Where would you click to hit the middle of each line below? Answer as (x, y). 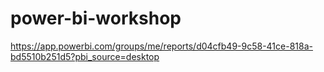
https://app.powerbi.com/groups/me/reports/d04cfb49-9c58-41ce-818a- (161, 46)
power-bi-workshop (96, 18)
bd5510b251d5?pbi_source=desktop (85, 56)
